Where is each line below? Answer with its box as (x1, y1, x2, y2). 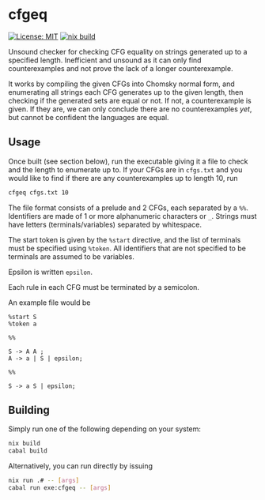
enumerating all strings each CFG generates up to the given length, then (8, 87, 244, 96)
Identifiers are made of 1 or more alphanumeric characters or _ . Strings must (8, 211, 257, 220)
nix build (8, 440, 41, 448)
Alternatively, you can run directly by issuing (8, 461, 153, 471)
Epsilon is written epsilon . (8, 267, 93, 276)
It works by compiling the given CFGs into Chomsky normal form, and (8, 79, 235, 88)
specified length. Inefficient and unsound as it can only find (8, 55, 202, 65)
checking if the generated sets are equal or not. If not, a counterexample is (8, 96, 252, 105)
